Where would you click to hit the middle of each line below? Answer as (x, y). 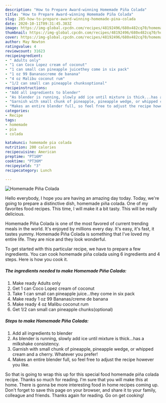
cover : (12, 38)
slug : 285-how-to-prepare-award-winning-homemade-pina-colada (70, 19)
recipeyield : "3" (23, 166)
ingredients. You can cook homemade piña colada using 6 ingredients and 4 (83, 254)
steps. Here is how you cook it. (37, 260)
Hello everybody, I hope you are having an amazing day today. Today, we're (82, 198)
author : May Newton (25, 42)
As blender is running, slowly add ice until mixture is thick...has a (78, 339)
